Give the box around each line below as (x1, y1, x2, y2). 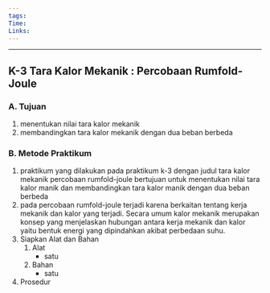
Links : (8, 27, 31, 35)
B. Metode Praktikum (8, 147, 92, 159)
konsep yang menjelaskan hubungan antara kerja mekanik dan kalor (19, 217, 246, 227)
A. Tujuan (8, 101, 47, 112)
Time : (8, 19, 27, 27)
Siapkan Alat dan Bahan (19, 234, 99, 244)
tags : (8, 11, 27, 20)
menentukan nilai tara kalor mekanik (19, 119, 141, 129)
